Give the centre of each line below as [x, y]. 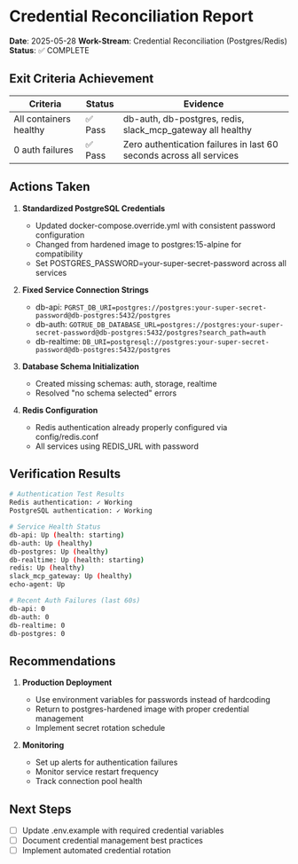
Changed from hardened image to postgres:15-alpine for [138, 244]
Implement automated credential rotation [96, 851]
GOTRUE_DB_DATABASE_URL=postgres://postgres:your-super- [176, 325]
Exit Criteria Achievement [82, 79]
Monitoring [43, 745]
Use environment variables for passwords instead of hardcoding [153, 700]
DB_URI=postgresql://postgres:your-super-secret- [176, 342]
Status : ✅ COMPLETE [50, 50]
